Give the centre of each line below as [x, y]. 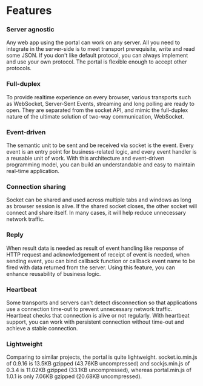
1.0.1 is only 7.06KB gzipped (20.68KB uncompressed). [74, 376]
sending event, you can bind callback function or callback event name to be [101, 261]
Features [29, 11]
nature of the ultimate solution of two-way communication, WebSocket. [95, 116]
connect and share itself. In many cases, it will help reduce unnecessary [96, 213]
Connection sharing [36, 187]
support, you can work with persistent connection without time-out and [95, 322]
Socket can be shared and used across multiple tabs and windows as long [99, 200]
